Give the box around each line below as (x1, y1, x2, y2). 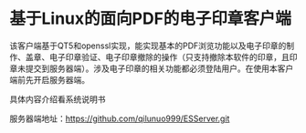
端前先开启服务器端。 (9, 74, 90, 85)
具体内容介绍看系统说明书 (9, 93, 106, 105)
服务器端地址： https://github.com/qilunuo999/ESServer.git (9, 113, 230, 124)
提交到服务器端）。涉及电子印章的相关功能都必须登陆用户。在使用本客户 (25, 63, 294, 74)
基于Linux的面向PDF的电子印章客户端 (9, 8, 292, 29)
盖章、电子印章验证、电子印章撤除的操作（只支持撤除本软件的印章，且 (25, 51, 290, 62)
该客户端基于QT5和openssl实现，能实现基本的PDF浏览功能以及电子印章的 (9, 40, 287, 51)
